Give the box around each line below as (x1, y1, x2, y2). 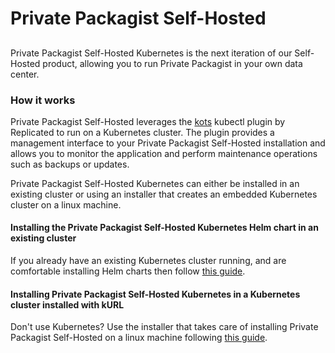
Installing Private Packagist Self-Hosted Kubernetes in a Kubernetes (10, 288, 301, 300)
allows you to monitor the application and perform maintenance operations (10, 147, 318, 159)
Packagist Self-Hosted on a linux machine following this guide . (10, 332, 268, 344)
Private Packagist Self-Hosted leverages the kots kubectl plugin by (10, 115, 286, 127)
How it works (10, 93, 76, 107)
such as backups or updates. (10, 158, 130, 170)
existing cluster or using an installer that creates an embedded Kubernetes (10, 188, 318, 200)
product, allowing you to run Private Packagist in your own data (42, 57, 303, 69)
